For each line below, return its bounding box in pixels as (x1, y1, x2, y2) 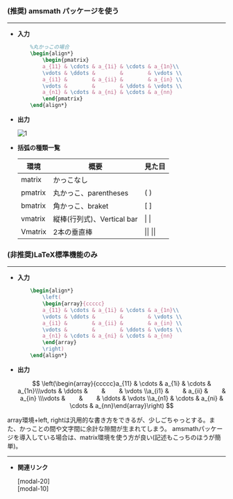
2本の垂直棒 (53, 227, 93, 237)
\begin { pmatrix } (42, 57, 89, 64)
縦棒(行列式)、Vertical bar (53, 214, 138, 224)
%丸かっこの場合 (30, 44, 69, 51)
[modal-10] (17, 484, 49, 493)
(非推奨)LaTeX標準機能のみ (7, 250, 98, 259)
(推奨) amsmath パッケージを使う (7, 6, 119, 15)
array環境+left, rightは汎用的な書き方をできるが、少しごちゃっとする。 (7, 416, 209, 424)
